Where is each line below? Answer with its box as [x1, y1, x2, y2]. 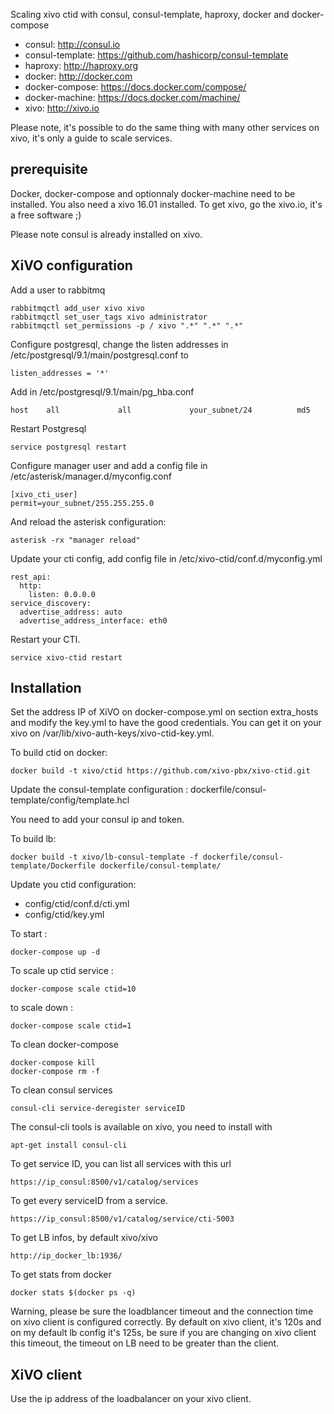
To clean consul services [10, 1084, 113, 1096]
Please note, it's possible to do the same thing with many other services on [10, 122, 320, 133]
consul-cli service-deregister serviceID [10, 1104, 186, 1114]
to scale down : [10, 1002, 74, 1014]
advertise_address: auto [19, 607, 123, 617]
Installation [10, 680, 82, 697]
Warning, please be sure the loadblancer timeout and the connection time [10, 1305, 314, 1318]
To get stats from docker [10, 1269, 112, 1281]
